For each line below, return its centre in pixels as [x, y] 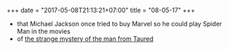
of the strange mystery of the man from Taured [85, 39]
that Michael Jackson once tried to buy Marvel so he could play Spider [119, 24]
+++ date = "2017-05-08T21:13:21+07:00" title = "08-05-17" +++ [101, 10]
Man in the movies [44, 31]
